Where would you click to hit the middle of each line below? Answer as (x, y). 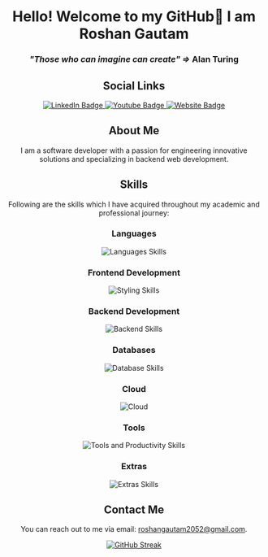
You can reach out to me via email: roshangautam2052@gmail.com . (134, 529)
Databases (134, 350)
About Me (134, 131)
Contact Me (134, 510)
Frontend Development (134, 272)
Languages (134, 233)
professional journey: (134, 213)
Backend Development (134, 311)
